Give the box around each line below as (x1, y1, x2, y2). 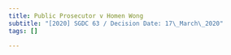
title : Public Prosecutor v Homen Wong (8, 11, 144, 20)
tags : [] (8, 27, 38, 35)
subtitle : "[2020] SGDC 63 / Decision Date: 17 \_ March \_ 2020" (8, 19, 224, 27)
